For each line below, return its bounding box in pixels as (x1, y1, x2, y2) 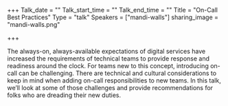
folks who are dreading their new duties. (7, 91, 122, 99)
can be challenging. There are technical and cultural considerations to (18, 69, 217, 77)
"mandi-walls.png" (7, 21, 60, 28)
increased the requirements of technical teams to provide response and (7, 54, 210, 63)
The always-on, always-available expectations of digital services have (7, 47, 206, 55)
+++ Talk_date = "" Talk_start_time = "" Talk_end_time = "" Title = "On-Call (7, 6, 218, 14)
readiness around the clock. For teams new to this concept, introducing (7, 62, 209, 70)
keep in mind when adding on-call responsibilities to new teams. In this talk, (7, 76, 221, 85)
